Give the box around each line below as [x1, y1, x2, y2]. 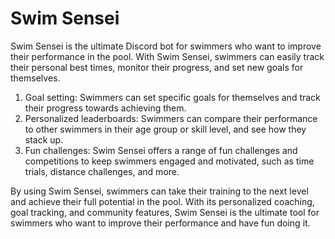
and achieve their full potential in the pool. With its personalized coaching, [10, 195, 315, 207]
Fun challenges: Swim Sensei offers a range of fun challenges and [24, 144, 298, 156]
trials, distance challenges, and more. [24, 165, 180, 177]
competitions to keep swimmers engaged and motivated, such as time [24, 155, 315, 167]
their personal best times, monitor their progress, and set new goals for [10, 61, 304, 73]
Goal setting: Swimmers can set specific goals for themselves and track [24, 91, 321, 103]
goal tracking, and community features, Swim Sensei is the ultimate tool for [10, 206, 320, 218]
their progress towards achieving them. [24, 102, 187, 114]
